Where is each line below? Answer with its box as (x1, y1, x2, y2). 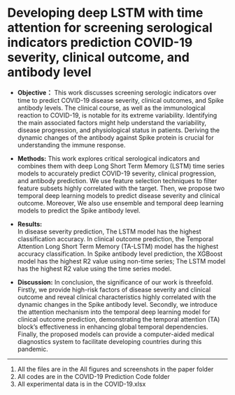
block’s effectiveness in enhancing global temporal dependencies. (17, 322, 208, 331)
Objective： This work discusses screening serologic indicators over (17, 88, 217, 96)
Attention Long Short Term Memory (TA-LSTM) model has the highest (17, 242, 219, 250)
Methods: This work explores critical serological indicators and (17, 154, 200, 162)
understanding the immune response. (17, 141, 126, 149)
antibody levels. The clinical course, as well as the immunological (17, 103, 206, 112)
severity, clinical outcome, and (7, 50, 190, 66)
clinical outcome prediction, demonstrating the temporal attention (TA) (17, 315, 220, 323)
